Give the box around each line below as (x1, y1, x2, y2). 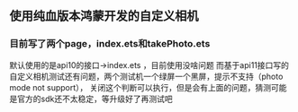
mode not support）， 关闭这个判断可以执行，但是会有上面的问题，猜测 (9, 82, 272, 92)
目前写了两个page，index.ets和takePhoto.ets (9, 38, 211, 50)
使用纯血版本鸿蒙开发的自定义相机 (9, 8, 199, 24)
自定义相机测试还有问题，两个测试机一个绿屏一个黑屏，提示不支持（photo (9, 71, 284, 82)
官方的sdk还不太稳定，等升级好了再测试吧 (16, 93, 173, 104)
